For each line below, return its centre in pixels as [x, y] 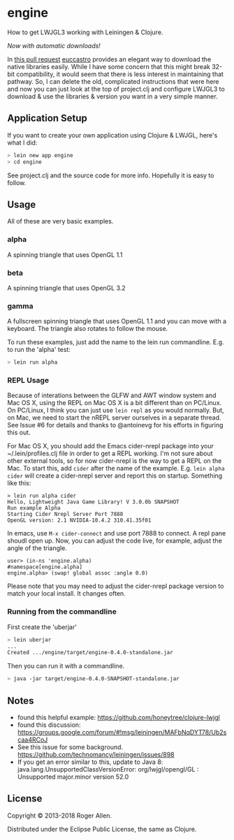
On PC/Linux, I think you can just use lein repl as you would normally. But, [116, 411]
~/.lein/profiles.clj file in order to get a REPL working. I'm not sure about [110, 454]
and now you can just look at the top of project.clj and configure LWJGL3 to [116, 89]
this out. [19, 433]
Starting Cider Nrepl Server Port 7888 [65, 515]
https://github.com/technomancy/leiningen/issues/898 [96, 754]
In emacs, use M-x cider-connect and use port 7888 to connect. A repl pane [117, 533]
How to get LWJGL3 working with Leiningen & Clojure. [85, 32]
